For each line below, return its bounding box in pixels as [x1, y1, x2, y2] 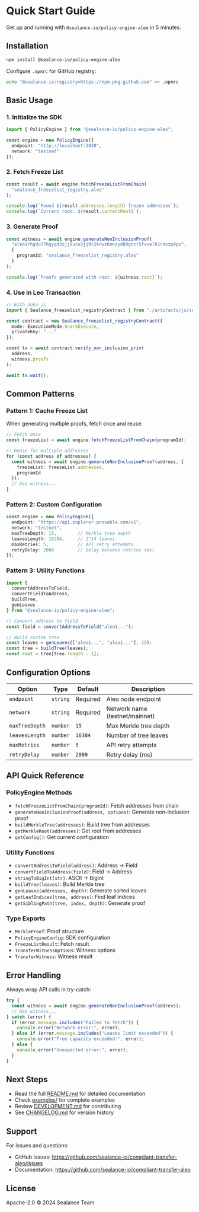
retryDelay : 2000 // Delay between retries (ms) [11, 547, 155, 553]
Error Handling [6, 970, 61, 980]
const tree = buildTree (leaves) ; [6, 645, 89, 652]
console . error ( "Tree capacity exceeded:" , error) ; [17, 1036, 145, 1042]
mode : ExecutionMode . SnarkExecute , [11, 323, 99, 330]
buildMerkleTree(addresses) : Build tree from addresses [14, 821, 150, 828]
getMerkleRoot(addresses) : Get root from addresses [14, 827, 142, 834]
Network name [106, 704, 148, 713]
